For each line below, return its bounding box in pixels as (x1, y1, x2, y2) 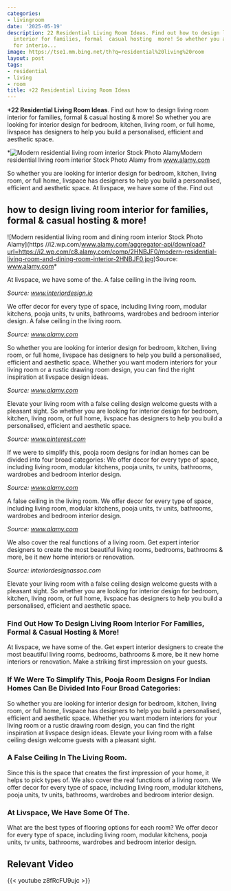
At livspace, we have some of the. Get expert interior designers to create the (7, 643, 223, 651)
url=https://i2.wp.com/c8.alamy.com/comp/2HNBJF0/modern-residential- (7, 247, 217, 256)
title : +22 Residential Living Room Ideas (7, 87, 131, 94)
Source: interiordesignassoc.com (7, 566, 101, 574)
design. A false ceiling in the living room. (7, 316, 122, 325)
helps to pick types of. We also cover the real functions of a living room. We (7, 776, 221, 784)
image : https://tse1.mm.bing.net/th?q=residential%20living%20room (7, 49, 205, 56)
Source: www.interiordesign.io (7, 289, 93, 297)
